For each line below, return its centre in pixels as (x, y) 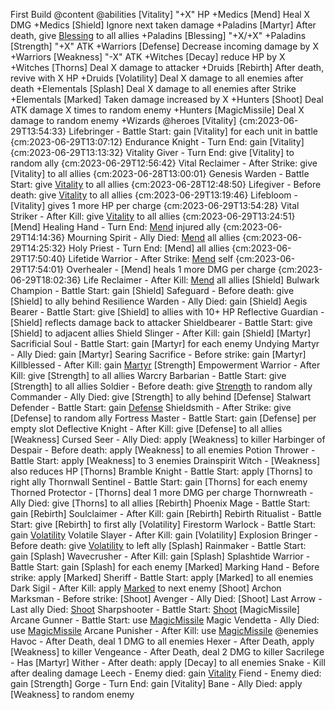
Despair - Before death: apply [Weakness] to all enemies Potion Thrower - (163, 450)
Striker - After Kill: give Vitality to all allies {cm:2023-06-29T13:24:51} (153, 216)
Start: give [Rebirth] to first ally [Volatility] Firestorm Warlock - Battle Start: (163, 524)
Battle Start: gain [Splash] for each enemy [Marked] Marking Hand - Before (165, 567)
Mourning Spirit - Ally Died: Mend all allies (154, 237)
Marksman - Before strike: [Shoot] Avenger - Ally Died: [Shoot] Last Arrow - (166, 598)
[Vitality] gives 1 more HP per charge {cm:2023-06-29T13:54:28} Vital (155, 205)
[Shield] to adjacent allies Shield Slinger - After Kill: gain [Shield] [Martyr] (161, 333)
